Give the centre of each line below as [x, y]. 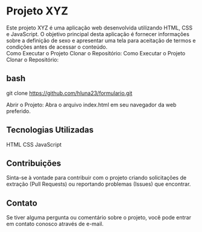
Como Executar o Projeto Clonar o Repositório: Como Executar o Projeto [96, 53]
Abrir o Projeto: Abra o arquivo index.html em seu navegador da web [91, 105]
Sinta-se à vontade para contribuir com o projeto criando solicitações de [96, 178]
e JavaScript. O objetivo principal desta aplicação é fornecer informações [98, 34]
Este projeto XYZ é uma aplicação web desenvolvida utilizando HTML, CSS [99, 28]
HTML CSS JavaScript [34, 144]
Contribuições [34, 163]
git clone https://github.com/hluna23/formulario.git [69, 93]
